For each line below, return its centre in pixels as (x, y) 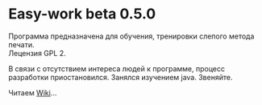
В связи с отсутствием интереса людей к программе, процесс (117, 68)
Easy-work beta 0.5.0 (82, 14)
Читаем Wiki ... (33, 92)
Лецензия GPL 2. (37, 53)
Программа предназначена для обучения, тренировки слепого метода (131, 36)
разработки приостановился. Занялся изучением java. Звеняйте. (121, 77)
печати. (21, 44)
